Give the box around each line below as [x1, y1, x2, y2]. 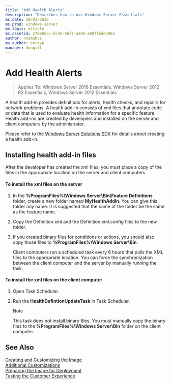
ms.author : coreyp [5, 41, 44, 46]
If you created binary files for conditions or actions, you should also [12, 234, 154, 240]
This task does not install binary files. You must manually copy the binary [12, 317, 166, 324]
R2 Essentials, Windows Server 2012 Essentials [17, 89, 117, 95]
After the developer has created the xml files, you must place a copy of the [5, 164, 162, 170]
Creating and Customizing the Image [5, 357, 82, 363]
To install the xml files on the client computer [5, 277, 103, 283]
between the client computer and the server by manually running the [12, 260, 157, 266]
